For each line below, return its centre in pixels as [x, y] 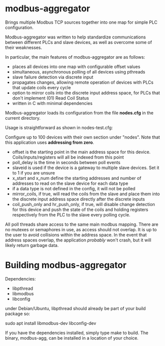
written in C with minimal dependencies [52, 103]
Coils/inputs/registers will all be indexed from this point [68, 157]
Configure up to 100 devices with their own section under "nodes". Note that [82, 137]
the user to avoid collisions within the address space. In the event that [76, 235]
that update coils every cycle [42, 87]
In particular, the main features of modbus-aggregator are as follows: [75, 57]
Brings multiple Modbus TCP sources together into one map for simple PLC [81, 22]
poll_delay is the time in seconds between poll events [66, 162]
